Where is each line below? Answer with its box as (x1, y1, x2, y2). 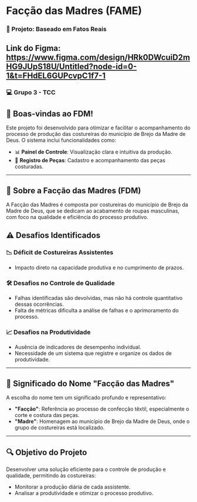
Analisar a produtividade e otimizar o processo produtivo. (14, 489, 154, 496)
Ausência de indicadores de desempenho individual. (14, 344, 142, 351)
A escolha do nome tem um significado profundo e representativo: (6, 394, 167, 401)
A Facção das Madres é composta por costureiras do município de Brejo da (6, 201, 189, 209)
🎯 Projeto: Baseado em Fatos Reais (6, 25, 107, 33)
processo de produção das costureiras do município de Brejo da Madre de (6, 131, 186, 138)
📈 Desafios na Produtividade (6, 328, 91, 336)
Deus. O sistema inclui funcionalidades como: (6, 136, 117, 144)
